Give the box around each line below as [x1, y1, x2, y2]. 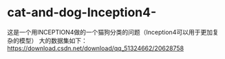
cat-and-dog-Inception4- [7, 5, 157, 20]
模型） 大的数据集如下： [19, 36, 87, 45]
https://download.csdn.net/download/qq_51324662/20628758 [7, 44, 184, 52]
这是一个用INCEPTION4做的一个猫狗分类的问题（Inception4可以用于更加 [7, 28, 213, 36]
